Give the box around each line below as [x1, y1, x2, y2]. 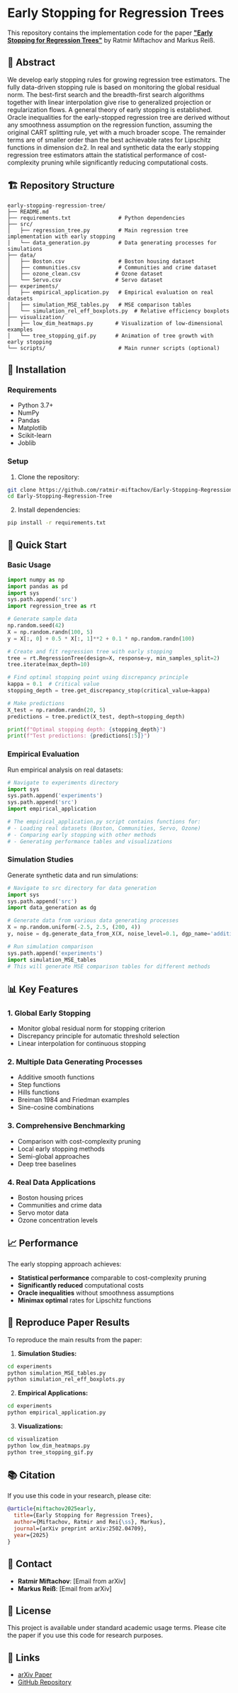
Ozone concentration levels [17, 1216, 98, 1225]
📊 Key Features [7, 983, 79, 995]
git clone [7, 486, 37, 493]
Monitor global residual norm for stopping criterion [17, 1024, 165, 1033]
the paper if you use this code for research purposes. [7, 1631, 164, 1640]
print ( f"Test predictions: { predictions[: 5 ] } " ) [7, 732, 151, 740]
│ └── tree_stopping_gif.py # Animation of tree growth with [7, 332, 214, 339]
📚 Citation [7, 1469, 55, 1482]
